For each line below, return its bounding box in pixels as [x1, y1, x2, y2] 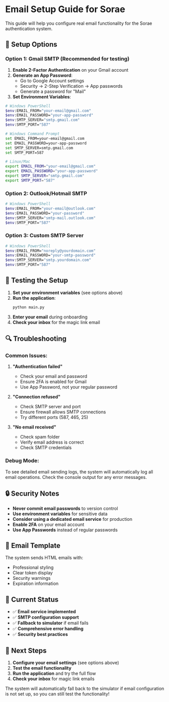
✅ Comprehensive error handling [12, 626, 84, 632]
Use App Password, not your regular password [20, 384, 118, 390]
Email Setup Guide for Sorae [5, 4, 125, 15]
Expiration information [12, 580, 59, 586]
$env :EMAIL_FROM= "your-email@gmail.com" [5, 108, 92, 113]
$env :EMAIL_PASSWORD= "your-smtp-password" [5, 253, 96, 258]
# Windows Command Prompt [5, 131, 60, 136]
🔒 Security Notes [5, 490, 60, 498]
